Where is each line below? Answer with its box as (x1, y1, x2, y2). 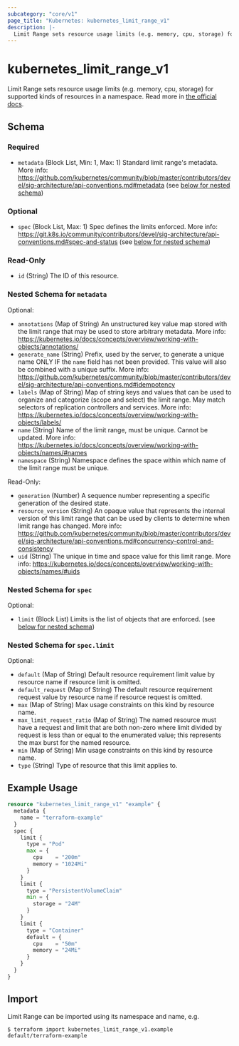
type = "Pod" (26, 841, 65, 848)
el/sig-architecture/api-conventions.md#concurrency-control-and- (17, 537, 215, 545)
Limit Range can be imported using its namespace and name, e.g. (7, 1012, 199, 1020)
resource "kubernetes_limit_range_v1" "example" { (7, 801, 161, 808)
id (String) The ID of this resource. (17, 272, 119, 280)
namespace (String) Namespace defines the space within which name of (17, 456, 226, 464)
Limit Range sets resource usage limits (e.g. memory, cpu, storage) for (7, 85, 214, 93)
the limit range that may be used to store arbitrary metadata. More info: (17, 327, 226, 335)
